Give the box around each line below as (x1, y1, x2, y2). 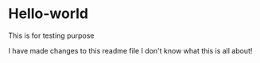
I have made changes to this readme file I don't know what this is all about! (8, 46, 253, 55)
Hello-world (8, 5, 89, 23)
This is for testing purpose (8, 31, 95, 40)
